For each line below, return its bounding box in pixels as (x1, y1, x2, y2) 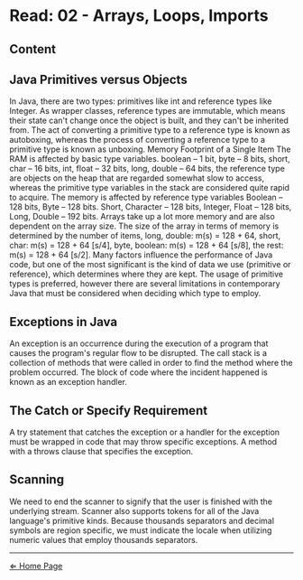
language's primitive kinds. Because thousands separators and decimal (9, 515, 275, 526)
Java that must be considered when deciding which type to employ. (9, 288, 262, 299)
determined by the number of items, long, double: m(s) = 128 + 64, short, (9, 230, 281, 241)
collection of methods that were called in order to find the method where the (9, 358, 293, 369)
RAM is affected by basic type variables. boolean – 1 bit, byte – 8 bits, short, (9, 154, 290, 164)
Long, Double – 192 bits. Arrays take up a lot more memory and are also (9, 211, 275, 222)
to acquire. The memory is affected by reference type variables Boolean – (9, 192, 283, 203)
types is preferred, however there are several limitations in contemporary (9, 278, 281, 289)
